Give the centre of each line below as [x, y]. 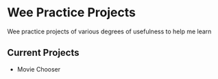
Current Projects [43, 53]
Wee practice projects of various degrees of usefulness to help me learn [109, 31]
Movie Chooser [39, 69]
